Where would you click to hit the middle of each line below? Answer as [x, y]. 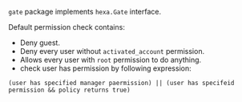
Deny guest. [40, 43]
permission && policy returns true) [69, 90]
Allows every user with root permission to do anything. [111, 60]
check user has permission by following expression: [105, 68]
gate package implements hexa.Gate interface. [85, 12]
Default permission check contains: [67, 27]
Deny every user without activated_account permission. [112, 51]
